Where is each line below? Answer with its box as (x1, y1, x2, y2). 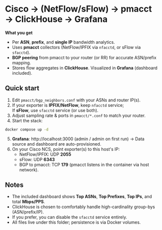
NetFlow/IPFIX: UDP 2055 (19, 151, 72, 157)
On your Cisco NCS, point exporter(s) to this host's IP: (12, 146, 120, 152)
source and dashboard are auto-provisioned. (12, 141, 102, 147)
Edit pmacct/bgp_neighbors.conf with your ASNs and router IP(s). (12, 97, 141, 103)
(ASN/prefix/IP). (12, 209, 44, 215)
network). (19, 166, 39, 173)
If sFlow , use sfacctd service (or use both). (12, 107, 99, 113)
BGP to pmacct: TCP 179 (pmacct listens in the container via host (19, 162, 149, 167)
